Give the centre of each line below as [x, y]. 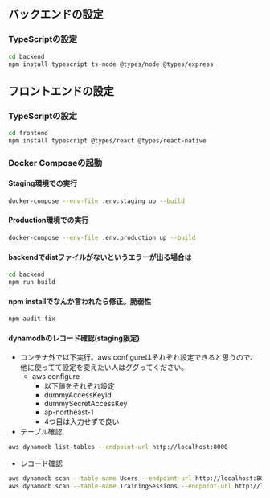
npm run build [32, 282]
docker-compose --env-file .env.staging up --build [96, 201]
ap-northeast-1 [69, 412]
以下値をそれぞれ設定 [79, 386]
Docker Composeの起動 [55, 163]
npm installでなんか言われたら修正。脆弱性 [80, 301]
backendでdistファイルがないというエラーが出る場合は [100, 257]
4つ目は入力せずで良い [82, 422]
